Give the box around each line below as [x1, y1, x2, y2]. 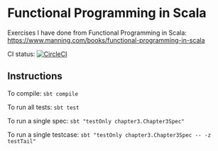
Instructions [7, 70, 62, 82]
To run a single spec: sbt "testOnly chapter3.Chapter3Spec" [7, 116, 185, 125]
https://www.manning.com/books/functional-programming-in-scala [7, 35, 205, 44]
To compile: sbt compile [7, 89, 79, 97]
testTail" [7, 138, 37, 145]
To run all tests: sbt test [7, 103, 80, 111]
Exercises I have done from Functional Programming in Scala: [7, 28, 187, 37]
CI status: [7, 50, 36, 58]
